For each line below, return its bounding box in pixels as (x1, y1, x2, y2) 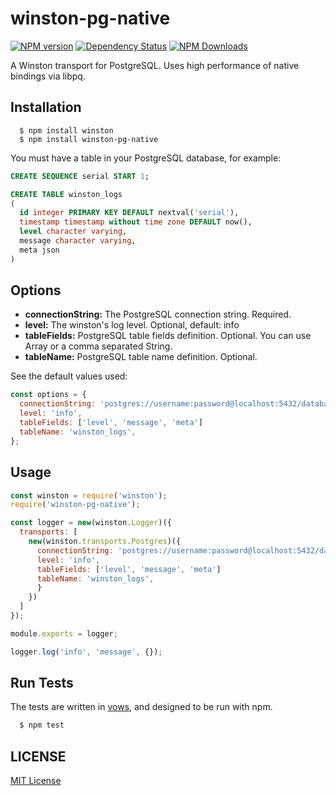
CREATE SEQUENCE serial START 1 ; (10, 171, 150, 181)
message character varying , (19, 236, 137, 246)
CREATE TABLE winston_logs (10, 189, 123, 199)
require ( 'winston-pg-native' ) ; (10, 500, 141, 510)
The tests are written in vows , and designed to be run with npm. (10, 701, 273, 713)
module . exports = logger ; (10, 628, 118, 639)
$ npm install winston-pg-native (19, 134, 159, 144)
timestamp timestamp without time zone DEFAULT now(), (19, 217, 253, 227)
